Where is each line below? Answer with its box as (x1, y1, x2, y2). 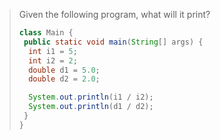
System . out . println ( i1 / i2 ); (28, 92, 154, 103)
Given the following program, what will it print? (18, 9, 211, 20)
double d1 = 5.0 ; (28, 65, 101, 75)
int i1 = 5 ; (28, 46, 78, 56)
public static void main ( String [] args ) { (23, 37, 204, 47)
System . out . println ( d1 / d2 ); (28, 102, 154, 112)
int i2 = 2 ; (28, 55, 78, 66)
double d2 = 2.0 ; (28, 74, 101, 84)
